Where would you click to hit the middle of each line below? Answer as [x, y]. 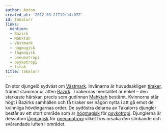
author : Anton [20, 10]
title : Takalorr [22, 72]
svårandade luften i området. [36, 124]
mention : [19, 29]
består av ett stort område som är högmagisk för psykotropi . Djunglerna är [83, 113]
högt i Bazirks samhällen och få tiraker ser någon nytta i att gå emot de [79, 102]
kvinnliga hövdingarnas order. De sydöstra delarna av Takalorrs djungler [81, 108]
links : [12, 24]
